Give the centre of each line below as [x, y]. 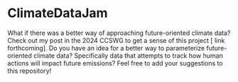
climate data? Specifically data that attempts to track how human [128, 56]
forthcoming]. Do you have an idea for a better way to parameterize [106, 48]
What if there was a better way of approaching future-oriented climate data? [119, 33]
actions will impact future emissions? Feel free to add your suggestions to [115, 63]
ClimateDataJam [58, 13]
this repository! [29, 71]
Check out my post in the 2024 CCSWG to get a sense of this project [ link [116, 40]
